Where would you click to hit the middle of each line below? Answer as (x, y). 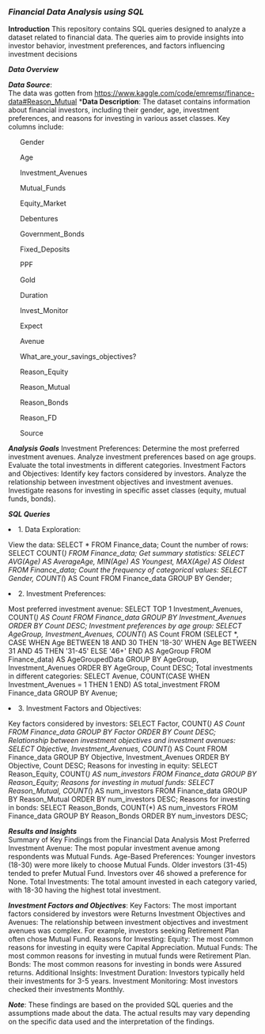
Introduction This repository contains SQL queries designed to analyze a (127, 29)
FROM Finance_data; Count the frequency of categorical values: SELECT (128, 570)
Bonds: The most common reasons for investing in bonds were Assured (125, 964)
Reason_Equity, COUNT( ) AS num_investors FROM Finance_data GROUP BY (132, 774)
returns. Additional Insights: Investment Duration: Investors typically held (127, 973)
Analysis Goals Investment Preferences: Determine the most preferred (124, 448)
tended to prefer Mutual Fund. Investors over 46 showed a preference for (128, 874)
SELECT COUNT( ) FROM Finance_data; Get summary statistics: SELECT (127, 553)
